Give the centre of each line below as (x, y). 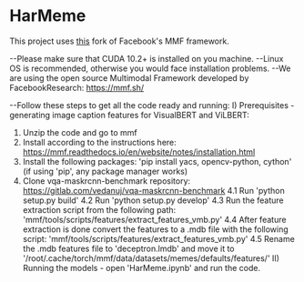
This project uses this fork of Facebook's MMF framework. (119, 41)
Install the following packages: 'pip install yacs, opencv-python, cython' (157, 161)
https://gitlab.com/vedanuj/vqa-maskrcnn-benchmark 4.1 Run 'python (153, 190)
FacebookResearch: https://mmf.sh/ (76, 87)
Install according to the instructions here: (100, 142)
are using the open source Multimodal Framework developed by (129, 77)
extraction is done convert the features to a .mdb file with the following (155, 229)
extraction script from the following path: (99, 209)
